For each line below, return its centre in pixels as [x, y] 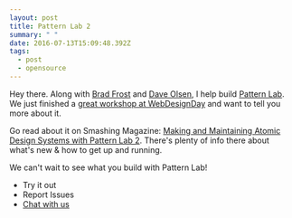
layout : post [34, 18]
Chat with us [46, 204]
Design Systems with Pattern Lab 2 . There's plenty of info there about [139, 140]
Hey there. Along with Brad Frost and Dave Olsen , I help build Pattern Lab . [147, 94]
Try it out [39, 185]
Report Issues [48, 194]
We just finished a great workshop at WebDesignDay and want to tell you [145, 103]
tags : [19, 52]
